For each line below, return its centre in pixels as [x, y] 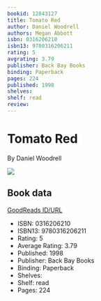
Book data [30, 193]
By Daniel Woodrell [34, 158]
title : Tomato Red [34, 20]
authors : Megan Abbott [40, 33]
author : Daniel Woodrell [43, 26]
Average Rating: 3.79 [47, 245]
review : [18, 105]
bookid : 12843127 [32, 14]
